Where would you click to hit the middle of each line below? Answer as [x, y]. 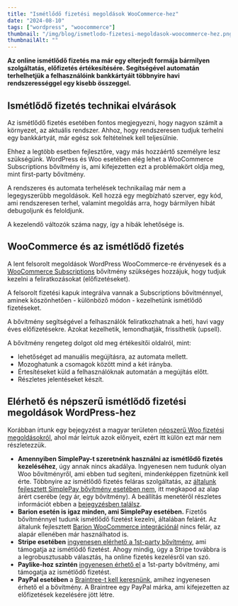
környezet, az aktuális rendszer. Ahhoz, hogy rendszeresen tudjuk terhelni [116, 130]
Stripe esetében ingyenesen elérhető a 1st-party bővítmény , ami [112, 541]
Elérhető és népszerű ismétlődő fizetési [97, 402]
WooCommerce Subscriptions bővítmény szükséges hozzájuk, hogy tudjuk [117, 271]
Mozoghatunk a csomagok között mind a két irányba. [95, 364]
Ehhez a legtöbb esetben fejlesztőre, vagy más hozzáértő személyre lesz [114, 151]
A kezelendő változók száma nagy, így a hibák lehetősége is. [96, 224]
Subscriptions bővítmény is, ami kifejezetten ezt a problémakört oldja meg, [116, 166]
